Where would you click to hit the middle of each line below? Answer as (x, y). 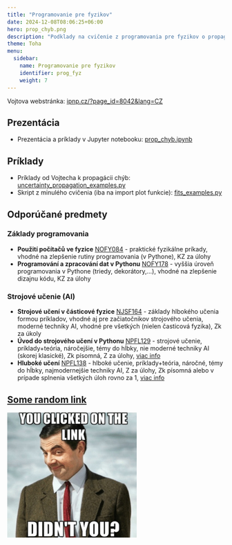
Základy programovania (48, 234)
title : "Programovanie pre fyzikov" (60, 15)
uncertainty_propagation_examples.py (71, 185)
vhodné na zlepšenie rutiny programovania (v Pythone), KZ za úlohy (114, 256)
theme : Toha (24, 44)
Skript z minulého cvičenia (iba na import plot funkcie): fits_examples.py (119, 193)
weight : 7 (34, 80)
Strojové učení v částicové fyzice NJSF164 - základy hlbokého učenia (118, 312)
